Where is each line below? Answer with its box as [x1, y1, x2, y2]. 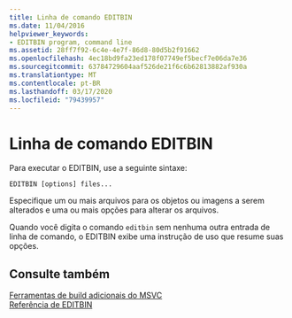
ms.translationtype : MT [9, 71, 97, 80]
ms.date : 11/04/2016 [9, 21, 86, 30]
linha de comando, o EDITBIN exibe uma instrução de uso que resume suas [9, 231, 284, 242]
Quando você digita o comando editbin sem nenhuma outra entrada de [9, 222, 271, 233]
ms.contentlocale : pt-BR [9, 79, 101, 88]
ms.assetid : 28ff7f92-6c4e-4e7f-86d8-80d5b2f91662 [9, 46, 200, 55]
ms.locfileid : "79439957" [9, 95, 104, 105]
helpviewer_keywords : [9, 29, 89, 38]
